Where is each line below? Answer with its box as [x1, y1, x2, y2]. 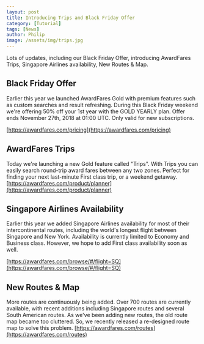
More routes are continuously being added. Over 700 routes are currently [6, 298, 191, 306]
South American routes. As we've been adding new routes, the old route [6, 312, 188, 319]
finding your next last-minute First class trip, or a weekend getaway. [6, 173, 178, 181]
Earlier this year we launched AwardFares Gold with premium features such [6, 94, 196, 102]
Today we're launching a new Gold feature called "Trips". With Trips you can [6, 160, 199, 167]
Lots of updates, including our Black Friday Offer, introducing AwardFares [6, 54, 191, 61]
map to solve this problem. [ [6, 324, 77, 332]
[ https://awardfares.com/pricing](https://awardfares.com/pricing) [6, 126, 171, 133]
